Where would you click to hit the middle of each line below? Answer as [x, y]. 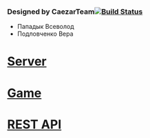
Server [27, 61]
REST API [34, 124]
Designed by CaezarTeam [51, 12]
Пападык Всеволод [45, 27]
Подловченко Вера [45, 34]
